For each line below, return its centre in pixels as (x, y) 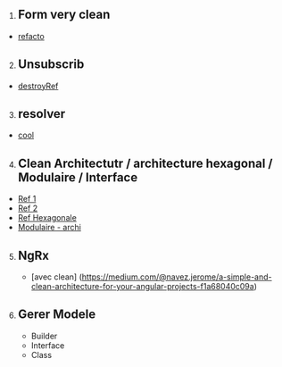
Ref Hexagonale (47, 218)
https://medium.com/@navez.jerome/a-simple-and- (177, 277)
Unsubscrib (51, 65)
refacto (31, 36)
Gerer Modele (57, 315)
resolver (41, 114)
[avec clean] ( (57, 277)
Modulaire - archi (50, 228)
